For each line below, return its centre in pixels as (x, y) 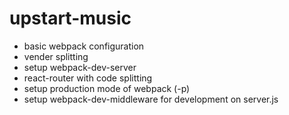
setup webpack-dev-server (80, 67)
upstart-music (70, 18)
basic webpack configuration (84, 46)
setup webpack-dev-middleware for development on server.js (151, 99)
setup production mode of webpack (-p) (107, 88)
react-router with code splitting (88, 78)
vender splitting (56, 56)
